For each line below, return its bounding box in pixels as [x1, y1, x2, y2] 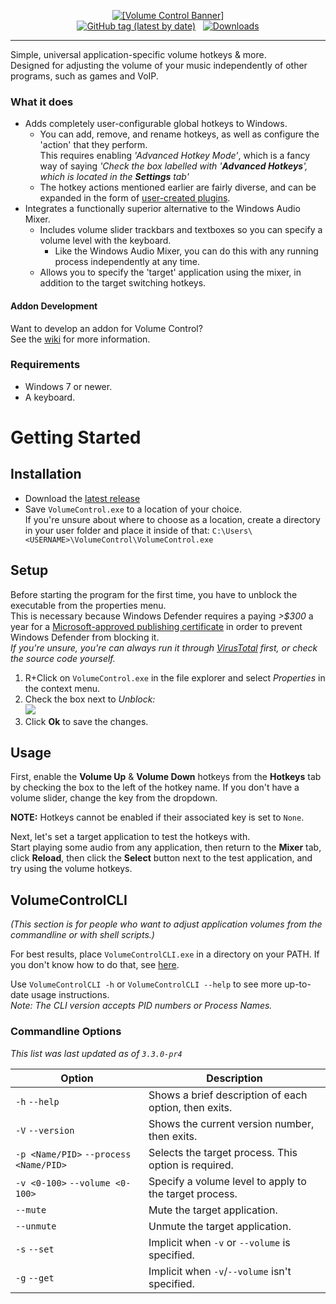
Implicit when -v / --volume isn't [148, 1264, 292, 1278]
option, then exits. [148, 1100, 233, 1114]
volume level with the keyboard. [39, 235, 172, 247]
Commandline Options [10, 1025, 122, 1039]
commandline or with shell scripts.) [10, 929, 155, 941]
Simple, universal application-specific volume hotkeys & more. [10, 49, 267, 60]
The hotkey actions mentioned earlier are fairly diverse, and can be [39, 181, 317, 194]
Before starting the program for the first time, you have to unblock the [10, 588, 298, 600]
